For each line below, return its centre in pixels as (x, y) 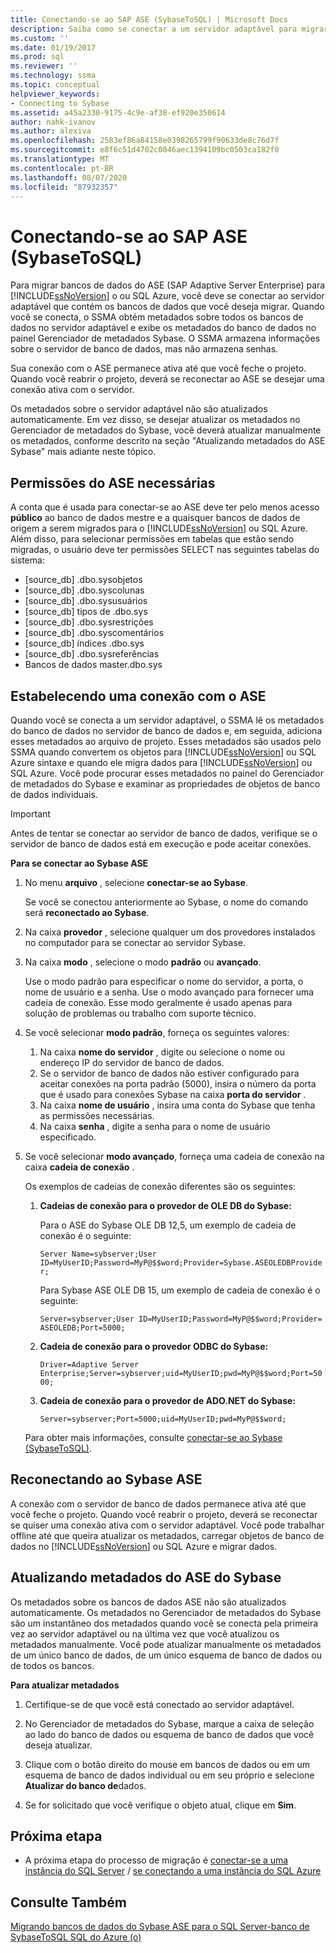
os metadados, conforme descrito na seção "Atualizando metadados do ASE (168, 441)
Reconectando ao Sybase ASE (106, 1479)
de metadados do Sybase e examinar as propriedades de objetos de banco (165, 783)
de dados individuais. (54, 794)
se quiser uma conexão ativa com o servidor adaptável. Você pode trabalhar (167, 1525)
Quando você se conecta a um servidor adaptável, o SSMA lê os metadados (167, 720)
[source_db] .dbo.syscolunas (84, 590)
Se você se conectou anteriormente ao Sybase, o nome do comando (166, 902)
